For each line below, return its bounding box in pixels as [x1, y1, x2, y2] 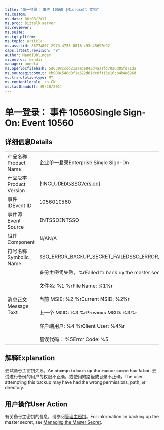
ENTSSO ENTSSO [39, 216, 79, 223]
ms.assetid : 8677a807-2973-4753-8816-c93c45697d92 [5, 43, 110, 48]
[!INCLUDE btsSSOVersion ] [39, 180, 101, 187]
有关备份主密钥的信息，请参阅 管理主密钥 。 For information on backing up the [5, 414, 159, 420]
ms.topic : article [5, 39, 42, 44]
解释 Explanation [5, 354, 55, 362]
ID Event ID [7, 202, 32, 209]
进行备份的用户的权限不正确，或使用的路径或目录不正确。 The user [9, 374, 143, 380]
